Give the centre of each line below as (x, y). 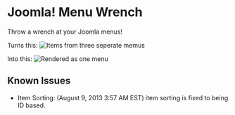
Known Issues (39, 81)
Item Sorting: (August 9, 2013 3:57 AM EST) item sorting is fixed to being (123, 97)
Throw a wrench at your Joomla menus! (65, 32)
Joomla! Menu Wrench (75, 12)
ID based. (31, 105)
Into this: (20, 59)
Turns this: (23, 45)
